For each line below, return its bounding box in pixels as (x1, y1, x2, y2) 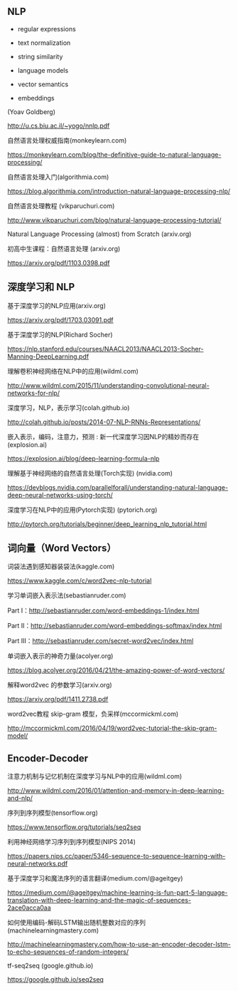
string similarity (17, 52, 63, 61)
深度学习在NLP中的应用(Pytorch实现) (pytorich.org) (7, 505, 158, 514)
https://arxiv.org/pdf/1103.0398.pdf (7, 258, 110, 267)
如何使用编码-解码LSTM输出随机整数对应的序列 (7, 918, 146, 927)
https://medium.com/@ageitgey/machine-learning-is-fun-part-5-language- (7, 888, 228, 897)
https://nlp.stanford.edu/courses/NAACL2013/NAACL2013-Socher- (7, 344, 204, 353)
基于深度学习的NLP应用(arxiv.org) (7, 301, 107, 309)
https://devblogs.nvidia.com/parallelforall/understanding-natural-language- (7, 483, 229, 491)
